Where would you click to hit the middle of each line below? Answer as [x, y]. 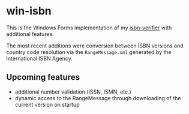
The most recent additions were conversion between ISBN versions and [95, 46]
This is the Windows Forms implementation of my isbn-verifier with [89, 28]
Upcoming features [43, 77]
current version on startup [47, 104]
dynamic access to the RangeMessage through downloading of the [98, 98]
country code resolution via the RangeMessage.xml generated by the [89, 52]
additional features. [30, 34]
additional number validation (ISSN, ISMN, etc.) [73, 92]
